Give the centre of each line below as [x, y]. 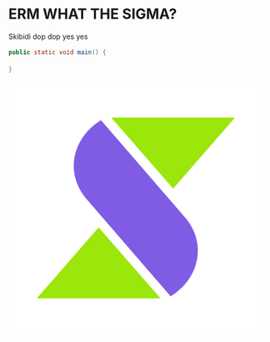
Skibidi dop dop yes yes [49, 36]
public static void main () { [57, 52]
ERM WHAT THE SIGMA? [93, 14]
